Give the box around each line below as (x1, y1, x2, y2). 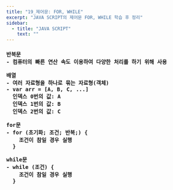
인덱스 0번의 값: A (12, 93, 61, 100)
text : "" (17, 31, 39, 37)
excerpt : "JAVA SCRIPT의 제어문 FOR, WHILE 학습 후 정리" (6, 14, 143, 20)
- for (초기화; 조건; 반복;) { (6, 129, 88, 136)
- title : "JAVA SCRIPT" (11, 25, 71, 32)
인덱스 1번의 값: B (12, 100, 61, 107)
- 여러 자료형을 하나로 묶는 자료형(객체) (6, 79, 109, 86)
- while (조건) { (6, 164, 54, 170)
